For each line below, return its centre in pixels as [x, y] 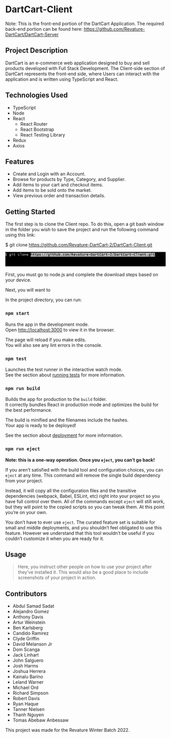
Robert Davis [26, 699]
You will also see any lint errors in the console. [54, 345]
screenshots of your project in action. [57, 578]
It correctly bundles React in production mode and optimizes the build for [82, 405]
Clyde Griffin [26, 639]
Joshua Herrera [29, 672]
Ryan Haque [25, 704]
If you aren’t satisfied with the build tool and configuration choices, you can [84, 469]
